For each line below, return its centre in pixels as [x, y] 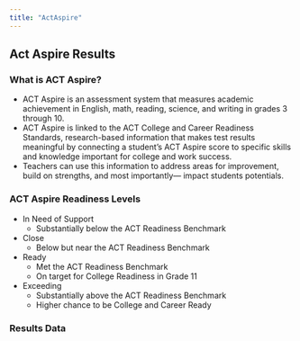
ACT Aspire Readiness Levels [75, 199]
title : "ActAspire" [46, 18]
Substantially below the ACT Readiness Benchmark [131, 228]
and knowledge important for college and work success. [127, 157]
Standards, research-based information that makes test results [139, 138]
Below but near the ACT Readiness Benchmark [123, 247]
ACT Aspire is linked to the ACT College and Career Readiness [138, 128]
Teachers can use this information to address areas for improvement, [150, 166]
